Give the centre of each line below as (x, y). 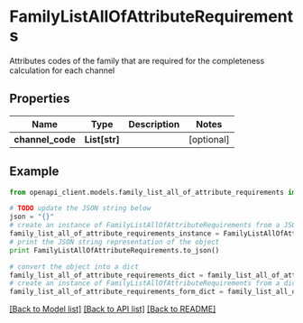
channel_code (45, 139)
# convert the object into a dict (74, 267)
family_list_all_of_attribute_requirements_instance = (115, 234)
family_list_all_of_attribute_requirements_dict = (106, 275)
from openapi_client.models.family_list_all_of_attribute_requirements (147, 192)
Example (34, 172)
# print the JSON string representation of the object (115, 242)
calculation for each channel (62, 70)
